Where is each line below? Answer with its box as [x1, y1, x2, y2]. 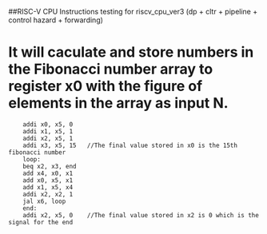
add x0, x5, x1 [22, 176, 74, 184]
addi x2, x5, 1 [22, 134, 74, 142]
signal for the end [8, 218, 74, 226]
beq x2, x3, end [22, 162, 78, 170]
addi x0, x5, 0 [22, 120, 74, 129]
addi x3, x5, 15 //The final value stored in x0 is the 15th [22, 141, 238, 149]
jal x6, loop [22, 197, 66, 205]
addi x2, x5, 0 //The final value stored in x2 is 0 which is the [22, 211, 260, 219]
